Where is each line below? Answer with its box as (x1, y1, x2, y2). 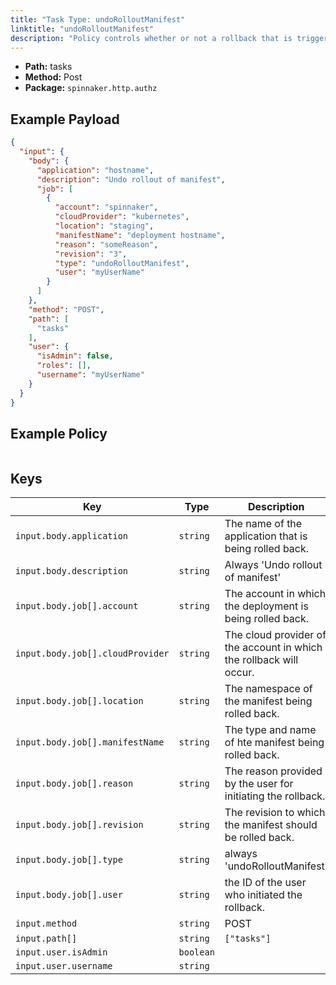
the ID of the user (224, 876, 307, 890)
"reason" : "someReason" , (54, 239, 159, 250)
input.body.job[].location (15, 696, 144, 707)
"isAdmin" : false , (36, 351, 114, 361)
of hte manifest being (224, 736, 325, 750)
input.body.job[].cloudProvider (15, 648, 170, 660)
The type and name (224, 723, 317, 737)
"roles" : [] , (36, 361, 92, 371)
